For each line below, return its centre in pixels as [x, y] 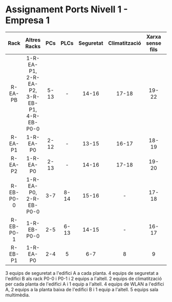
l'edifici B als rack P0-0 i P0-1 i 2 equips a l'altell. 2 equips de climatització [84, 278]
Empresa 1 [28, 20]
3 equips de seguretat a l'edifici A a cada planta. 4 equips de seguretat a [82, 273]
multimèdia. [18, 295]
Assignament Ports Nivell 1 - [67, 10]
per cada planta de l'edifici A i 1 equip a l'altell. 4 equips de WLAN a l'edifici [85, 284]
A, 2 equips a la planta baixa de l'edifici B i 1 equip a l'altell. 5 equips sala [82, 289]
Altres [33, 40]
